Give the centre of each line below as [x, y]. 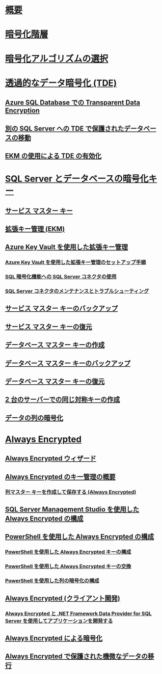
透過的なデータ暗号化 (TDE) [61, 83]
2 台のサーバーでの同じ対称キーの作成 [63, 400]
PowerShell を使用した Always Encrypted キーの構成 [68, 552]
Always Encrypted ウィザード [51, 459]
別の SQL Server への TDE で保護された [65, 128]
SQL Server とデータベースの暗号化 [77, 179]
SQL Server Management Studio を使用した [72, 509]
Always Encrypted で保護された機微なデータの [77, 657]
